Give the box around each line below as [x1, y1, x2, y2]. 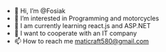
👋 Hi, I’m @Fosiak [14, 7, 66, 15]
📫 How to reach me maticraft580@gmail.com [14, 37, 150, 45]
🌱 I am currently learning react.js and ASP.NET [14, 22, 151, 30]
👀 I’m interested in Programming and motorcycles [14, 14, 160, 22]
